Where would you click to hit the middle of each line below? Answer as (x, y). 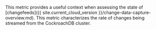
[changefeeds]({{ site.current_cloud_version (51, 12)
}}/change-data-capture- (125, 12)
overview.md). (20, 18)
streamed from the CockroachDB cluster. (48, 23)
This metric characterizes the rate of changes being (90, 18)
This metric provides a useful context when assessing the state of (74, 7)
